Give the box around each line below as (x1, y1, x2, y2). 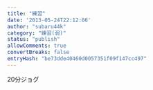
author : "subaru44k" (7, 23, 67, 30)
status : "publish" (7, 36, 60, 43)
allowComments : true (7, 42, 67, 49)
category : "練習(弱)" (7, 29, 66, 37)
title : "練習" (7, 10, 46, 17)
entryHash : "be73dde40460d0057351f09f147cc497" (7, 55, 147, 62)
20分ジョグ (7, 75, 39, 83)
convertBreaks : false (7, 49, 70, 56)
